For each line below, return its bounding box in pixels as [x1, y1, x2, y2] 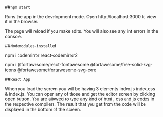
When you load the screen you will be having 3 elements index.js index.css [5, 86, 156, 92]
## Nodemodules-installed [5, 43, 57, 48]
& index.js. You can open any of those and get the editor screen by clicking [5, 91, 155, 97]
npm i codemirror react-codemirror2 [5, 52, 78, 58]
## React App [5, 77, 31, 82]
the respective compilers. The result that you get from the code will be [5, 101, 146, 107]
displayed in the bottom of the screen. [5, 107, 81, 112]
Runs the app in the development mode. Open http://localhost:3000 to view [5, 14, 157, 19]
